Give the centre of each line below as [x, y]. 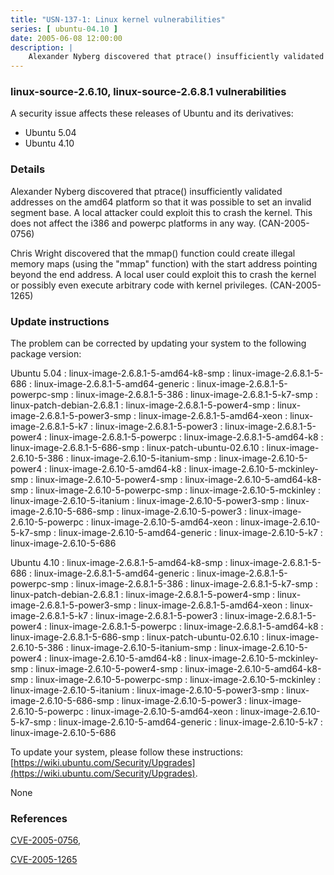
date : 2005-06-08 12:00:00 [66, 38]
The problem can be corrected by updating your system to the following [158, 343]
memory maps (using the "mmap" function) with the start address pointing [164, 263]
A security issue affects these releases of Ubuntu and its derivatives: [152, 113]
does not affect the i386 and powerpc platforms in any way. [133, 223]
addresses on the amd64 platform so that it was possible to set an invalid [161, 202]
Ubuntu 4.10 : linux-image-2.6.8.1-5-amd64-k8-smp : [119, 563]
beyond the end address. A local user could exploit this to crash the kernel [163, 274]
